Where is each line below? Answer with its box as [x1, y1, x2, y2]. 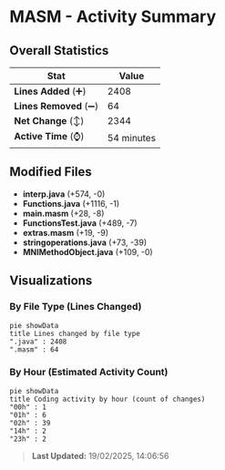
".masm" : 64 [9, 344, 59, 354]
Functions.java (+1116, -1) [22, 198, 120, 209]
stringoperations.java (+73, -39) [22, 237, 148, 248]
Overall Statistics [9, 43, 109, 58]
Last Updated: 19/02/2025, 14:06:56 [31, 450, 169, 461]
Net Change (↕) [14, 115, 85, 127]
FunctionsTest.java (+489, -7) [22, 217, 138, 229]
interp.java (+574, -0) [22, 189, 106, 199]
